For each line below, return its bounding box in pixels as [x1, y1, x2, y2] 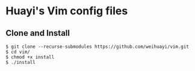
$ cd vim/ [5, 49, 31, 55]
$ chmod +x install [5, 54, 55, 60]
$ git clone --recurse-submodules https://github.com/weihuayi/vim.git [5, 44, 189, 50]
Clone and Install [5, 28, 70, 38]
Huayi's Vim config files [5, 4, 128, 18]
